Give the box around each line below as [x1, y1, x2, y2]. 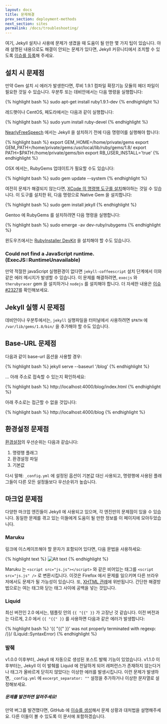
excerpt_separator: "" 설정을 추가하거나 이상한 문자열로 [42, 675, 155, 681]
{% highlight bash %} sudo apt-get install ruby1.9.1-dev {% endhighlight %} [5, 99, 160, 104]
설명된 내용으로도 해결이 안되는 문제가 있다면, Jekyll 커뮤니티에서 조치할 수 [10, 46, 155, 52]
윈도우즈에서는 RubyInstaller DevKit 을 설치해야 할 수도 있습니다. [5, 237, 132, 243]
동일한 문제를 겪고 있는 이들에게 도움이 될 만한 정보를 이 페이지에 [15, 515, 140, 521]
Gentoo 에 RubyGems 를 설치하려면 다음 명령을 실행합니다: [5, 212, 121, 218]
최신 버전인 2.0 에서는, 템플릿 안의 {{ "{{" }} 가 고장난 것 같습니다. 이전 [5, 610, 147, 616]
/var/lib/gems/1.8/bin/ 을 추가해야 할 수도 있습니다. [5, 323, 110, 329]
